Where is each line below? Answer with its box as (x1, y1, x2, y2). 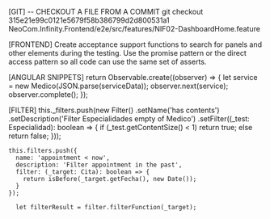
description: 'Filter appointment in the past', (15, 161, 183, 169)
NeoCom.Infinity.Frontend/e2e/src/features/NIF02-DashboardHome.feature (8, 24, 261, 33)
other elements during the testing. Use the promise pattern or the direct (8, 48, 247, 57)
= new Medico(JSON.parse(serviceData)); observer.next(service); (8, 81, 229, 91)
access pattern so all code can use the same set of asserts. (8, 57, 207, 66)
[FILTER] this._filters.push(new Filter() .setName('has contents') (8, 105, 220, 115)
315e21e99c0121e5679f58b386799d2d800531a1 (8, 15, 170, 25)
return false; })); (8, 131, 62, 141)
